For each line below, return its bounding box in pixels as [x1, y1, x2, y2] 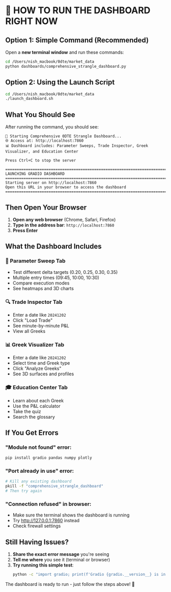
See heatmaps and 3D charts [12, 285, 74, 291]
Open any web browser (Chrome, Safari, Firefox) [12, 216, 116, 222]
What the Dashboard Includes [5, 242, 102, 251]
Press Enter [12, 227, 38, 234]
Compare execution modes [12, 280, 70, 286]
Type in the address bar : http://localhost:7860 [12, 222, 115, 228]
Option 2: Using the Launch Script [5, 78, 115, 87]
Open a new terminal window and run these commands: [5, 49, 124, 55]
